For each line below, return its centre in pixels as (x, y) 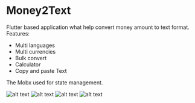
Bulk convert (31, 58)
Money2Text (39, 11)
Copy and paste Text (41, 70)
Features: (18, 33)
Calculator (28, 64)
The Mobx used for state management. (55, 83)
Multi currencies (35, 51)
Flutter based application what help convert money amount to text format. (98, 27)
